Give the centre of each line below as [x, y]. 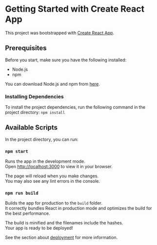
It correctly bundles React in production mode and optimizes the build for [78, 208]
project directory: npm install [35, 113]
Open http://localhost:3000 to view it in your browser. [59, 167]
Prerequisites [26, 48]
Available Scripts [31, 128]
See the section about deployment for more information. [61, 238]
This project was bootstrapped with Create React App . [60, 33]
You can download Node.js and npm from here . [52, 84]
